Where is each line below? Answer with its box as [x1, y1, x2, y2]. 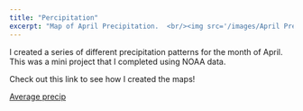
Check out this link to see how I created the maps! [9, 73, 196, 84]
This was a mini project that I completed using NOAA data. [9, 56, 226, 67]
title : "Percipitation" [9, 13, 99, 23]
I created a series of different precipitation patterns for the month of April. [9, 46, 283, 57]
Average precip [9, 91, 67, 102]
